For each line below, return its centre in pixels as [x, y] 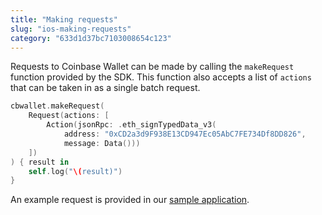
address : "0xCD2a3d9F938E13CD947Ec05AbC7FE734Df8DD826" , [185, 134]
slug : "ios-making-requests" [71, 29]
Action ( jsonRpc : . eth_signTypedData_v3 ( [131, 125]
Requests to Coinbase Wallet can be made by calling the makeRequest [152, 67]
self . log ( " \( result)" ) [75, 171]
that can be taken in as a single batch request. [105, 88]
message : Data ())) [102, 143]
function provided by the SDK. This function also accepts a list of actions [161, 77]
